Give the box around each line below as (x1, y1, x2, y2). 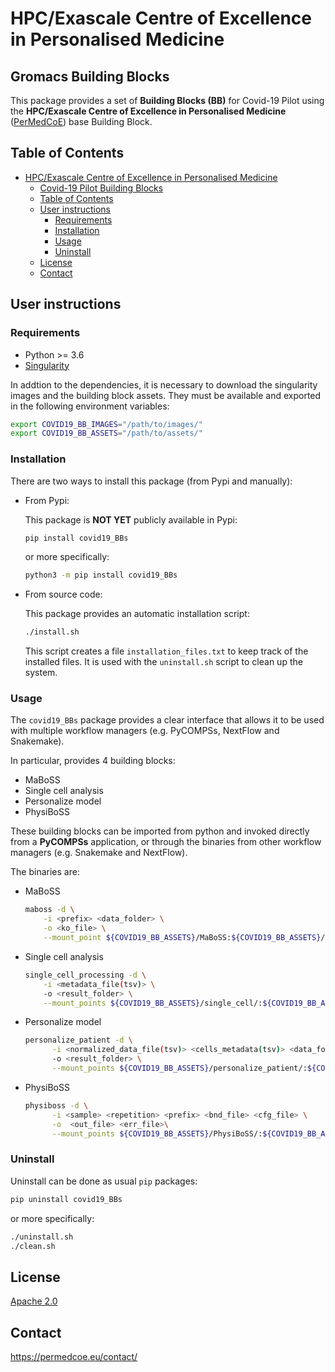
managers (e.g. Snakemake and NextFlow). (10, 847, 188, 859)
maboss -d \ (24, 905, 75, 915)
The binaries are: (10, 866, 80, 878)
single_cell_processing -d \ (24, 970, 147, 980)
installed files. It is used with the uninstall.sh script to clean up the (24, 656, 303, 668)
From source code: (24, 588, 103, 601)
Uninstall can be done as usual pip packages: (10, 1175, 198, 1187)
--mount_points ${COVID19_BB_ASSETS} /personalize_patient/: (51, 1063, 308, 1074)
